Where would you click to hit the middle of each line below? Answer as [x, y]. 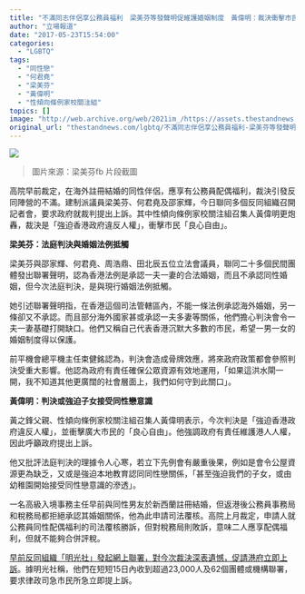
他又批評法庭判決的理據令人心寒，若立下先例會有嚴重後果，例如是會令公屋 [148, 462]
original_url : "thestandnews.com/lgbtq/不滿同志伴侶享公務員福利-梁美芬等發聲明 [153, 128]
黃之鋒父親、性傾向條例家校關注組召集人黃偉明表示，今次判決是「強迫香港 [148, 420]
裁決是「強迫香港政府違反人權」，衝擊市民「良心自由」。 [128, 225]
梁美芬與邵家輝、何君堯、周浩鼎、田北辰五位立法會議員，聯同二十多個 [141, 263]
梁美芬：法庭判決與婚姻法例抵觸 [69, 244]
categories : [32, 43]
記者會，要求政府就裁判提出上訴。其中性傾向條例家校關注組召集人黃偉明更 [148, 213]
